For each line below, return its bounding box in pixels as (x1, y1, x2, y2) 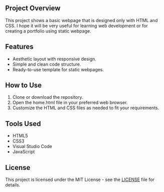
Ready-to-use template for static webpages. (12, 66, 104, 72)
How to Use (5, 81, 42, 90)
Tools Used (5, 119, 41, 128)
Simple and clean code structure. (12, 61, 81, 67)
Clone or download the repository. (12, 94, 84, 100)
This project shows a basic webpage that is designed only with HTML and (5, 17, 158, 23)
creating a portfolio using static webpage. (5, 28, 91, 34)
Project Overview (5, 4, 61, 13)
